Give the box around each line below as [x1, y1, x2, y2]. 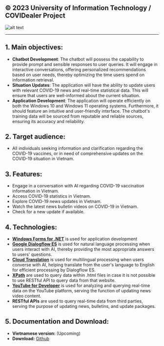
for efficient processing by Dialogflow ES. [12, 267, 96, 273]
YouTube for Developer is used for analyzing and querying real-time [12, 283, 150, 288]
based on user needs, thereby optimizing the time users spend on [12, 72, 145, 78]
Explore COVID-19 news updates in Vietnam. [12, 199, 102, 204]
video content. [12, 293, 41, 299]
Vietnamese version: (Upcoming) [12, 330, 81, 336]
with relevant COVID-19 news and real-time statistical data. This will [12, 87, 149, 93]
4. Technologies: [5, 223, 57, 231]
